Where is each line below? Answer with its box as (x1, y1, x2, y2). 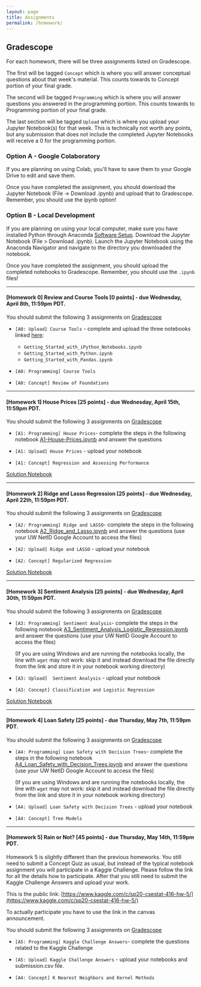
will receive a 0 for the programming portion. (6, 137, 117, 144)
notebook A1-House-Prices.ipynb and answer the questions (14, 436, 163, 443)
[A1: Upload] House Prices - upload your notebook (14, 447, 142, 455)
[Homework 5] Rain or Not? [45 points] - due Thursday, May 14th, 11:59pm (6, 834, 194, 841)
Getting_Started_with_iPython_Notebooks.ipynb (23, 344, 142, 350)
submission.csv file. (14, 962, 64, 969)
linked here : (14, 331, 44, 339)
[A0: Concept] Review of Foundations (14, 380, 109, 386)
